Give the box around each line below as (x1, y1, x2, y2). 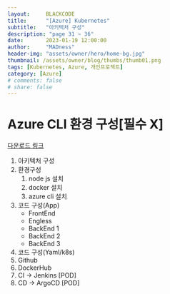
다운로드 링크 (7, 141, 44, 150)
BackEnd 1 (28, 224, 59, 233)
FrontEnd (28, 209, 56, 218)
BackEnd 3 (28, 240, 61, 248)
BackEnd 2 (28, 232, 61, 240)
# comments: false (7, 76, 62, 84)
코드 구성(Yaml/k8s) (17, 248, 75, 257)
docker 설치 (28, 183, 63, 192)
